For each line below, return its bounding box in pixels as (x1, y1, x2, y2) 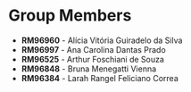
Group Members (8, 5, 132, 26)
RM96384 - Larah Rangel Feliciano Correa (21, 72, 179, 83)
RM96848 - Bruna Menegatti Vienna (21, 63, 157, 74)
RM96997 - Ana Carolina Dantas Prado (21, 44, 166, 54)
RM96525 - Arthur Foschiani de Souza (21, 54, 164, 64)
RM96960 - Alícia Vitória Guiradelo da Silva (21, 35, 183, 46)
